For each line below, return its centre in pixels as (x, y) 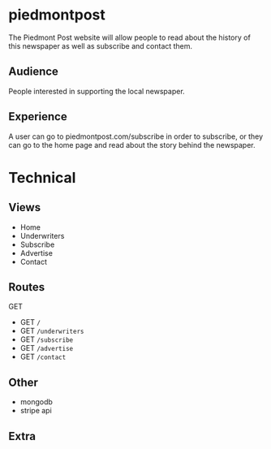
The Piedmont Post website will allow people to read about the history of (130, 37)
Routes (27, 287)
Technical (42, 177)
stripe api (36, 411)
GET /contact (43, 357)
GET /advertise (47, 348)
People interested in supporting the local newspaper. (97, 91)
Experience (38, 117)
